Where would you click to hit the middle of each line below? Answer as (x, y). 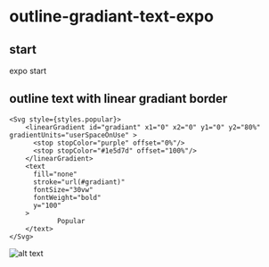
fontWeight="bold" (67, 197)
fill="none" (55, 174)
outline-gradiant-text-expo (111, 17)
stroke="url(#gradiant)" (79, 182)
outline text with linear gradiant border (118, 99)
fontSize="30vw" (63, 189)
